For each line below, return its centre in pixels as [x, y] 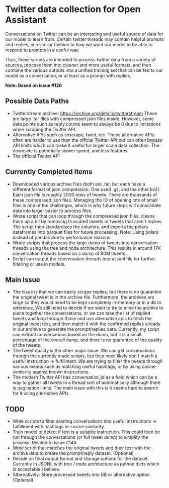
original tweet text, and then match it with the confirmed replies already [87, 324]
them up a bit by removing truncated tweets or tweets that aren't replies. [88, 221]
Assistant [26, 20]
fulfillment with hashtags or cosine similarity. [59, 427]
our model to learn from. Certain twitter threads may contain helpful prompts [84, 39]
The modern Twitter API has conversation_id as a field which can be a [85, 377]
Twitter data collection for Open [73, 9]
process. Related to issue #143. [45, 443]
